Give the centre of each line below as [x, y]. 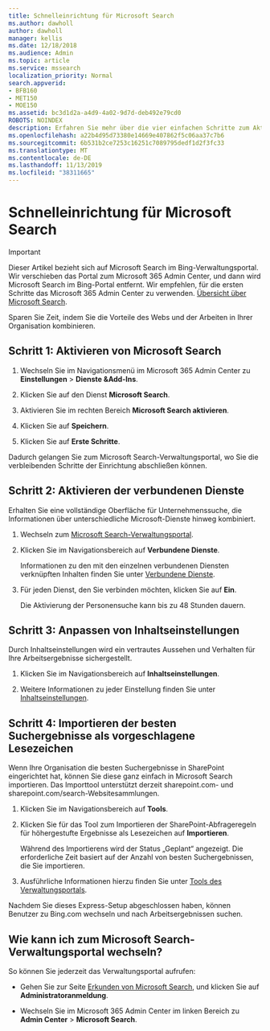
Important [25, 252]
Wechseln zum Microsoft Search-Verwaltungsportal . [107, 534]
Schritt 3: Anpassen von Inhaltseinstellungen [124, 630]
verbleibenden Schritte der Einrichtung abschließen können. [108, 465]
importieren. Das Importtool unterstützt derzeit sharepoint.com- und [121, 785]
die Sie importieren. [53, 866]
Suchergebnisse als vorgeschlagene [102, 735]
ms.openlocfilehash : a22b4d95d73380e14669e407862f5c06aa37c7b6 [117, 135]
